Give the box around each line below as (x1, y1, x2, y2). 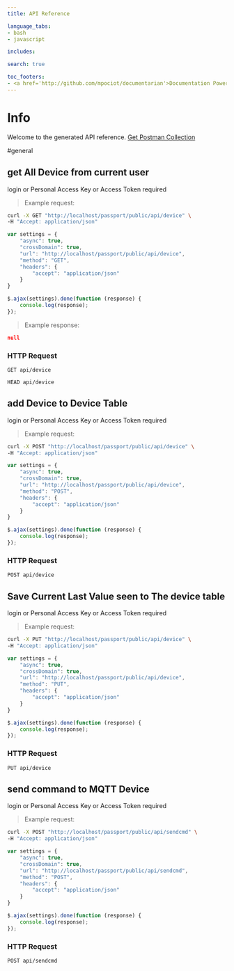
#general (7, 146, 33, 155)
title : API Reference (7, 10, 70, 17)
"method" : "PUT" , (19, 681, 70, 688)
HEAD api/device (7, 379, 54, 386)
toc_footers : (7, 74, 45, 81)
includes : (7, 48, 36, 56)
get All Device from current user (7, 166, 150, 178)
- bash (7, 29, 26, 36)
